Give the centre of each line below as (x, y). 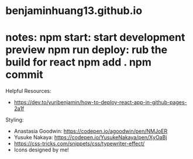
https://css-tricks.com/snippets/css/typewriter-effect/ (79, 144)
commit (24, 75)
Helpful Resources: (28, 91)
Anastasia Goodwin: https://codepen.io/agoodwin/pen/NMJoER (91, 131)
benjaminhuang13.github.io (74, 11)
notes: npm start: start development (95, 38)
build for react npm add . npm (78, 62)
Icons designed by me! (42, 150)
